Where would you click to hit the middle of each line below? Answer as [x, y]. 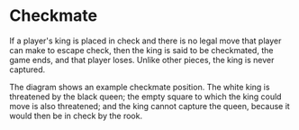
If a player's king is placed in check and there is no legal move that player [145, 41]
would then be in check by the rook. [76, 116]
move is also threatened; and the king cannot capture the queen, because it [149, 106]
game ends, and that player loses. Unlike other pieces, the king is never [142, 60]
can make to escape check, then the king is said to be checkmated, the [141, 50]
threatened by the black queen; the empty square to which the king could [145, 97]
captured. [27, 70]
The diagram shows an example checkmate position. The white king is [140, 87]
